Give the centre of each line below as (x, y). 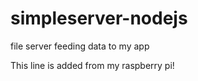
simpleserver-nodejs (99, 18)
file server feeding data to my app (80, 46)
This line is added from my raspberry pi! (92, 65)
